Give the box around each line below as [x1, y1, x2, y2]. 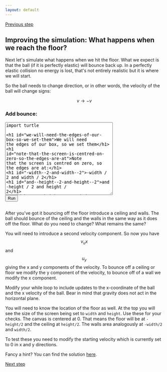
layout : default [5, 7, 39, 13]
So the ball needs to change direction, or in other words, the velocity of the [5, 83, 160, 89]
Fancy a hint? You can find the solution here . [5, 351, 97, 357]
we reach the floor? [5, 44, 67, 52]
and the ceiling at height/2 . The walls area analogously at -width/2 [24, 321, 162, 327]
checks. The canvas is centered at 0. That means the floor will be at [5, 316, 145, 322]
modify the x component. [5, 275, 58, 281]
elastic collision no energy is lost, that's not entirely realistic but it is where [5, 67, 159, 73]
